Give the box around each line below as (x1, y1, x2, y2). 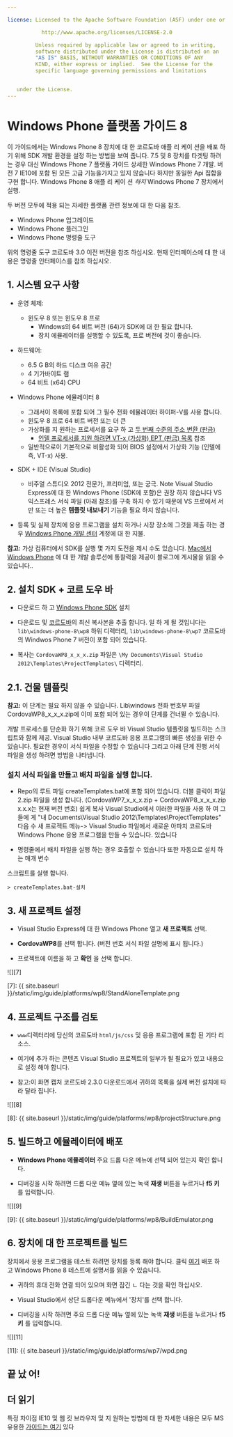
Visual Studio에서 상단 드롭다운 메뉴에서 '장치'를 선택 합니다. (17, 1295, 183, 1303)
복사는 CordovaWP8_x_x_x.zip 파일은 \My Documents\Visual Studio (17, 651, 203, 659)
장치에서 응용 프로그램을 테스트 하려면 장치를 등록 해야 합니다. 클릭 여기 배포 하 (7, 1257, 220, 1265)
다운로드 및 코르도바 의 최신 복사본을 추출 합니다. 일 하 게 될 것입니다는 (17, 618, 207, 627)
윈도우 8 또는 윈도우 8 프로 (27, 313, 101, 322)
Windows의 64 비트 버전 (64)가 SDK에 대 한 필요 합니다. (38, 322, 193, 331)
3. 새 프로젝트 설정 (7, 905, 81, 917)
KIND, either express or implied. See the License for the (35, 61, 214, 68)
